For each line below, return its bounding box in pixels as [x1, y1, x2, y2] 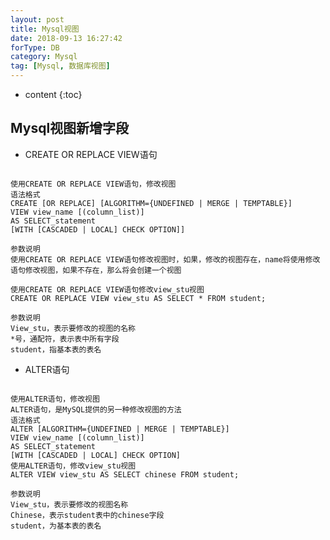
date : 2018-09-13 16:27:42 [10, 33, 123, 43]
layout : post [10, 14, 65, 25]
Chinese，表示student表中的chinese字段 [10, 510, 165, 520]
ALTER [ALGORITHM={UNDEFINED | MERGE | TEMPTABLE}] [10, 424, 230, 434]
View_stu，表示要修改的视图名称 [10, 499, 129, 510]
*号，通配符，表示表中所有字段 [10, 334, 120, 344]
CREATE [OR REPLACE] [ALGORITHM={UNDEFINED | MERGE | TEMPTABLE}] [10, 198, 293, 208]
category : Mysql [10, 52, 78, 62]
